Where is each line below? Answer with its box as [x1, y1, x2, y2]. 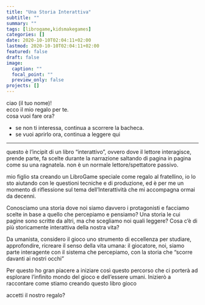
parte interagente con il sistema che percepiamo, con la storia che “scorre [6, 248, 193, 256]
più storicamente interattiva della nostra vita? [6, 224, 120, 231]
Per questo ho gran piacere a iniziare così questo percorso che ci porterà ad [6, 267, 198, 274]
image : [6, 60, 23, 66]
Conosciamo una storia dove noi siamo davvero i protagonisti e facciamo [6, 204, 190, 211]
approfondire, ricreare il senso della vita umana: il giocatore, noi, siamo [6, 242, 185, 249]
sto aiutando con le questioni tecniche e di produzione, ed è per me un [6, 179, 184, 187]
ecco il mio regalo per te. [6, 106, 69, 113]
